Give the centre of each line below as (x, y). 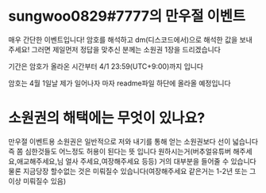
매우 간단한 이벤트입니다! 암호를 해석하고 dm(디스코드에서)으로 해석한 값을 (123, 40)
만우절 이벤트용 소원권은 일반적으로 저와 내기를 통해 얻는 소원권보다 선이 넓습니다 (133, 141)
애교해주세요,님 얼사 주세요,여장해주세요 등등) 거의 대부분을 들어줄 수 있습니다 (136, 161)
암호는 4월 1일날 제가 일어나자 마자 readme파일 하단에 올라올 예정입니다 (120, 83)
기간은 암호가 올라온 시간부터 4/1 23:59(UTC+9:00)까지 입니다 (106, 66)
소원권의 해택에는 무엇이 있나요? (107, 118)
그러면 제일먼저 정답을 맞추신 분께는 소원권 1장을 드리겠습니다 (126, 49)
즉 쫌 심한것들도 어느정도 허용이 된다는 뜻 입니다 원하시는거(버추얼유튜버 (120, 151)
